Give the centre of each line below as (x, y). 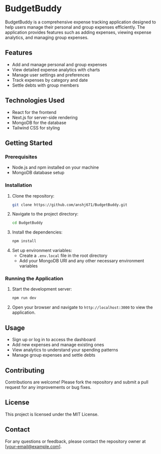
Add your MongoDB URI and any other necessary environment (82, 261)
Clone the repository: (33, 196)
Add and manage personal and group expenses (60, 64)
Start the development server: (42, 289)
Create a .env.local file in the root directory (63, 255)
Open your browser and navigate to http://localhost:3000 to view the (82, 308)
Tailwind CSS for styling (36, 127)
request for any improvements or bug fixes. (48, 387)
